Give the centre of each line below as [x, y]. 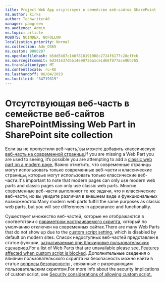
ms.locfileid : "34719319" [32, 79]
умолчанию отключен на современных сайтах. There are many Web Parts [82, 226]
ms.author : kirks [23, 14]
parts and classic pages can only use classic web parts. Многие [71, 185]
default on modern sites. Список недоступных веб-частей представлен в [82, 237]
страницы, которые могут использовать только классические [71, 175]
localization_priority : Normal [37, 42]
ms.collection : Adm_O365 [31, 47]
